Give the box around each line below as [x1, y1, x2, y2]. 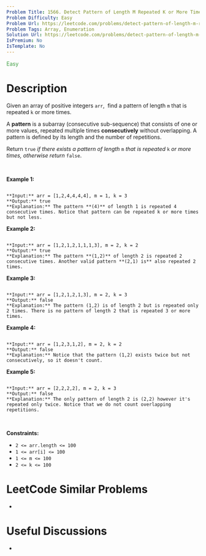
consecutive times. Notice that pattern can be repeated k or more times [6, 209, 199, 215]
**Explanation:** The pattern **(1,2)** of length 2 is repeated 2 [6, 253, 183, 259]
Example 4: [6, 323, 36, 331]
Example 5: [6, 368, 36, 375]
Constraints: [6, 429, 39, 436]
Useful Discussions [6, 524, 107, 538]
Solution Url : [6, 32, 43, 38]
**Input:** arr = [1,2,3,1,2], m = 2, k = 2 [6, 341, 122, 347]
